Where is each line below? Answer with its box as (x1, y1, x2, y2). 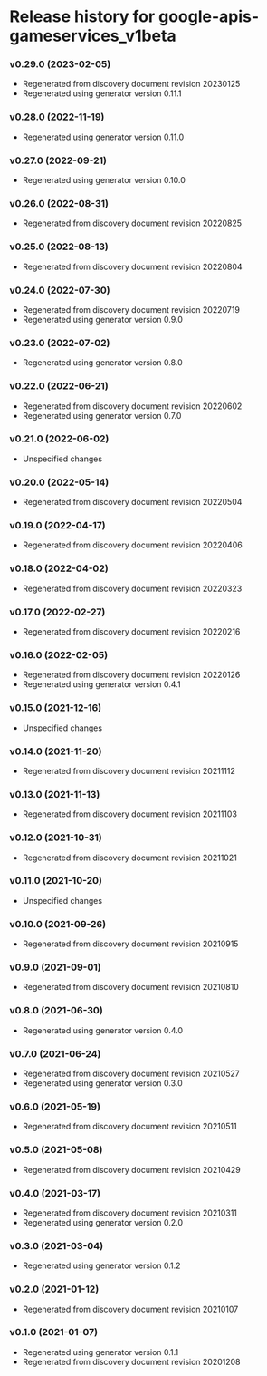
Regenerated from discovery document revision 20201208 (22, 1356, 242, 1367)
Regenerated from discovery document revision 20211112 (22, 765, 235, 776)
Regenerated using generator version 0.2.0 (22, 1216, 184, 1227)
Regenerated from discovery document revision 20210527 (22, 1068, 240, 1080)
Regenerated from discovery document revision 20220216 (22, 626, 241, 637)
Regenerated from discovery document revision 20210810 (22, 982, 240, 993)
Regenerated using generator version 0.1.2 (22, 1260, 181, 1271)
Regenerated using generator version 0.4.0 (22, 1024, 184, 1035)
